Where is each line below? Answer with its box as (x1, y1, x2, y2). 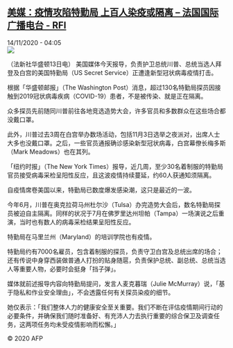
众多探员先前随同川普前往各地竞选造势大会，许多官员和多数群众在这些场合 (7, 106, 220, 115)
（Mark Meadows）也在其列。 (7, 147, 94, 156)
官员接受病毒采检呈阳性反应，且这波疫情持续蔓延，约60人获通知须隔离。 (7, 171, 216, 179)
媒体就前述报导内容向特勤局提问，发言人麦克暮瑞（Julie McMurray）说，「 (7, 279, 220, 288)
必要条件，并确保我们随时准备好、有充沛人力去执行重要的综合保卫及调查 (7, 311, 214, 320)
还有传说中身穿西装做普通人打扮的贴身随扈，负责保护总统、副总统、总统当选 (7, 256, 226, 264)
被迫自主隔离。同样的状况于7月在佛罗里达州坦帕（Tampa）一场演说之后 (12, 209, 218, 217)
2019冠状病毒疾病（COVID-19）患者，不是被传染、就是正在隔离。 (19, 92, 207, 100)
